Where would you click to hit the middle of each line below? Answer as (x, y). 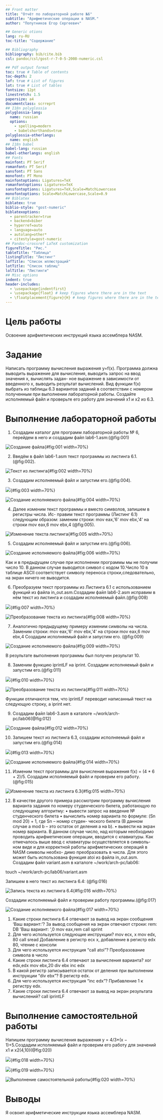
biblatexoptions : (23, 212)
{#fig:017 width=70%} (97, 909)
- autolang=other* (29, 235)
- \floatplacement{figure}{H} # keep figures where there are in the (81, 298)
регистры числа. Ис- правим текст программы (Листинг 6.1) (75, 514)
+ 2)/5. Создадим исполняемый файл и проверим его (68, 776)
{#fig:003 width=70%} (33, 490)
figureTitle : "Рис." (26, 248)
